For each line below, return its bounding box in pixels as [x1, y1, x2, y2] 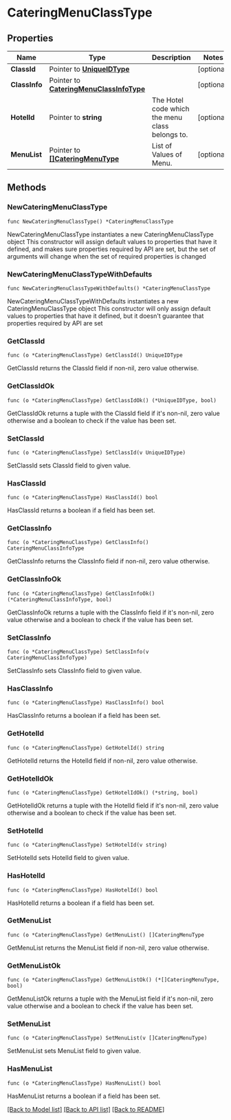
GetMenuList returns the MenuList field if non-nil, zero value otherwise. [7, 943, 210, 952]
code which [151, 104, 190, 113]
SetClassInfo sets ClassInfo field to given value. [7, 667, 142, 675]
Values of [151, 150, 182, 159]
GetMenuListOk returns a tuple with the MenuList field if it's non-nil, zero [7, 994, 214, 1003]
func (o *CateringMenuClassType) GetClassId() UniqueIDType [7, 352, 184, 359]
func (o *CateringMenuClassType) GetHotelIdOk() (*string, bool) [7, 789, 198, 796]
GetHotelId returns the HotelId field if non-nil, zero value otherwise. [7, 757, 198, 765]
